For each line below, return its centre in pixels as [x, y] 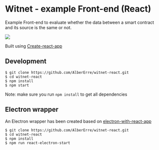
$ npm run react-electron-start [38, 143]
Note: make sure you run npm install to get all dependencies [66, 94]
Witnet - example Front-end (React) [78, 9]
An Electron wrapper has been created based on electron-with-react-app [78, 121]
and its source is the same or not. [38, 27]
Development [26, 61]
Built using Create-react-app [34, 46]
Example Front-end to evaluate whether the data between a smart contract [79, 22]
